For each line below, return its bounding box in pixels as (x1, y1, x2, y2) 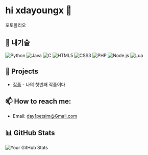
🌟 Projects (5, 67, 39, 76)
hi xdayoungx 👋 (5, 5, 72, 16)
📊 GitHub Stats (5, 128, 55, 137)
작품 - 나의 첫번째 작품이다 (12, 81, 65, 87)
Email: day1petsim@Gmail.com (12, 113, 78, 119)
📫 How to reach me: (5, 97, 71, 106)
